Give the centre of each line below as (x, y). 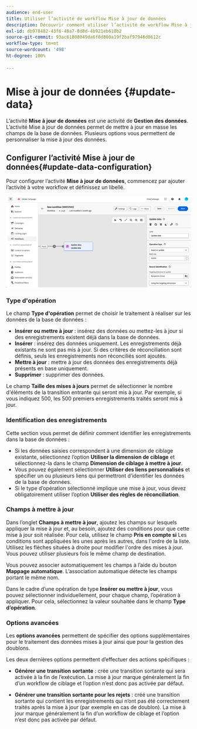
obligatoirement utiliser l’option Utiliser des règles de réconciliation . (97, 494)
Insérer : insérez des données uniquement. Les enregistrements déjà (98, 343)
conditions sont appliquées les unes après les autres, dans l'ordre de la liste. (98, 541)
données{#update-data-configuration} (79, 167)
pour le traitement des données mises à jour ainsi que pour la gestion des (95, 642)
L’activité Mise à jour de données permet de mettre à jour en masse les (92, 127)
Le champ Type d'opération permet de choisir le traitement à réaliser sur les (98, 313)
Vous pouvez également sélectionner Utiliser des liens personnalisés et (102, 469)
